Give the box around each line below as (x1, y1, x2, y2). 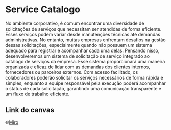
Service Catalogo (5, 4, 81, 15)
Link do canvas (5, 106, 55, 114)
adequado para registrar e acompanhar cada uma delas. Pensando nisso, (5, 47, 160, 54)
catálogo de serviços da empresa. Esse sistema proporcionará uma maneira (5, 58, 165, 64)
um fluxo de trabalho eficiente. (5, 91, 70, 97)
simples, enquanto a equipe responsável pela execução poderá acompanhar (5, 80, 166, 86)
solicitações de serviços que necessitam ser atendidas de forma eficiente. (5, 25, 162, 32)
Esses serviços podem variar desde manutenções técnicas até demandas (5, 31, 161, 37)
